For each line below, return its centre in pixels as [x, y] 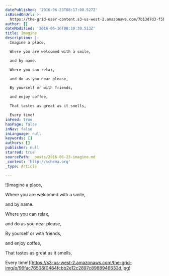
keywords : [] [19, 139]
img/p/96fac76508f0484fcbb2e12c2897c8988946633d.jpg [67, 268]
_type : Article [21, 166]
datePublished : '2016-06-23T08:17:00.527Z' [52, 10]
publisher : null [22, 148]
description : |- [22, 38]
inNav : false [19, 129]
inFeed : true [19, 119]
